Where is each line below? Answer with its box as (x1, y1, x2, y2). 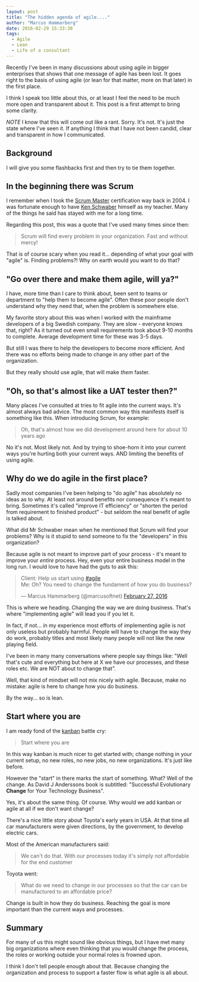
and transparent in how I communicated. (6, 131, 105, 138)
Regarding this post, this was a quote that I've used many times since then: (6, 221, 189, 228)
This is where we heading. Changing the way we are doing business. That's (6, 604, 191, 611)
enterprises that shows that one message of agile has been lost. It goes (6, 70, 181, 77)
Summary (6, 923, 43, 933)
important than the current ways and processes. (6, 905, 124, 913)
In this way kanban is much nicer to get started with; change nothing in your (6, 750, 192, 757)
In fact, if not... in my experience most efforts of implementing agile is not (6, 622, 185, 629)
